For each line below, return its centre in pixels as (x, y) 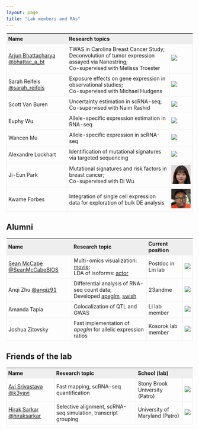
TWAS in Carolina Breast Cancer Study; (117, 49)
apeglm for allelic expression (109, 329)
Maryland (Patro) (158, 416)
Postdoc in (161, 263)
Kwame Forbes (27, 199)
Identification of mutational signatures (115, 151)
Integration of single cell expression (112, 196)
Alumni (20, 227)
